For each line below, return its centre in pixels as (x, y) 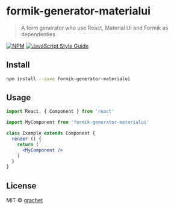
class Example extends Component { (51, 133)
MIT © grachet (25, 200)
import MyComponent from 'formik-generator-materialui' (78, 122)
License (21, 186)
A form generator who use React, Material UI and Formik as (95, 28)
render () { (27, 139)
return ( (28, 144)
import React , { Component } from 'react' (60, 112)
